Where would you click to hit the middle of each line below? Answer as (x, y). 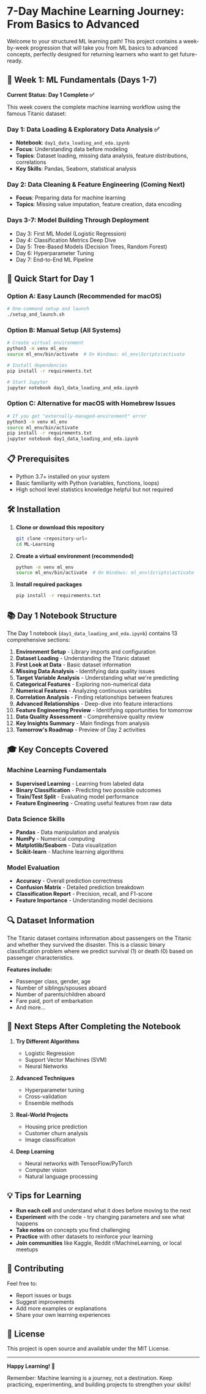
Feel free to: (22, 1283)
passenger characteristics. (41, 958)
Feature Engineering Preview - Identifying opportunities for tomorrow (104, 710)
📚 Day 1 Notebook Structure (62, 615)
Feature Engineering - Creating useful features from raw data (94, 803)
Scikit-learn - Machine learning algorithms (70, 851)
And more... (31, 1007)
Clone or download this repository (60, 527)
